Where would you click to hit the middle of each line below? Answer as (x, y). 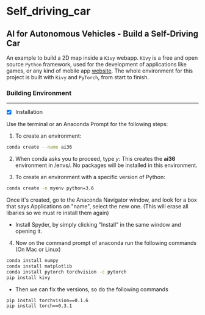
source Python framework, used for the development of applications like (97, 64)
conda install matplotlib (39, 266)
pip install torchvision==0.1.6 (47, 300)
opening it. (29, 231)
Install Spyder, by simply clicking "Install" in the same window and (98, 225)
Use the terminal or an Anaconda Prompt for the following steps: (87, 124)
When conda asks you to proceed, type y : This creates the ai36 (95, 159)
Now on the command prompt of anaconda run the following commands (106, 243)
